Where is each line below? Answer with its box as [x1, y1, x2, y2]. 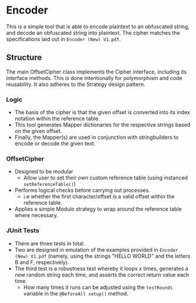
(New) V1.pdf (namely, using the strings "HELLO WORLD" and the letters [14, 252, 191, 259]
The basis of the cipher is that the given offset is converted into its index [14, 109, 190, 116]
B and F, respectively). [14, 258, 69, 265]
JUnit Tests [6, 227, 39, 235]
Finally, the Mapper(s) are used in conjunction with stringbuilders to [14, 134, 179, 141]
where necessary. [14, 212, 58, 219]
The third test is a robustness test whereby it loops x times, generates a [14, 265, 188, 272]
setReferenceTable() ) [23, 181, 76, 188]
